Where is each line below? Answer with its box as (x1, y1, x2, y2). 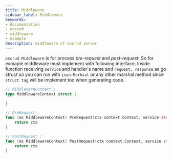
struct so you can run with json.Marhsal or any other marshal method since (5, 71, 164, 77)
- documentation (5, 22, 40, 27)
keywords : (5, 17, 27, 22)
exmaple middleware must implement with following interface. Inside (5, 60, 150, 67)
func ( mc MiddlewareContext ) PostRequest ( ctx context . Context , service (5, 139, 161, 144)
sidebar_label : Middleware (5, 12, 63, 17)
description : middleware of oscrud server (5, 41, 97, 46)
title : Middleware (5, 7, 45, 13)
